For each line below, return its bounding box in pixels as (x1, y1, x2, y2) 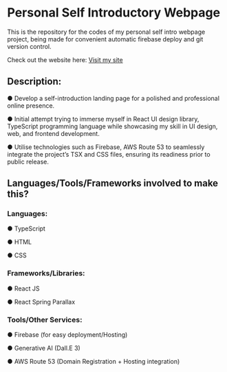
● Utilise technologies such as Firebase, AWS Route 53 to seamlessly (7, 143, 205, 151)
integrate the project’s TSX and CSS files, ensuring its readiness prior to (7, 150, 211, 158)
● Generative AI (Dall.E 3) (7, 344, 80, 353)
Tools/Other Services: (7, 315, 83, 324)
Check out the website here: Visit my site (7, 55, 123, 63)
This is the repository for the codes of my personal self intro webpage (7, 28, 206, 36)
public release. (7, 157, 50, 166)
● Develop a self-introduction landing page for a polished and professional (7, 94, 220, 102)
